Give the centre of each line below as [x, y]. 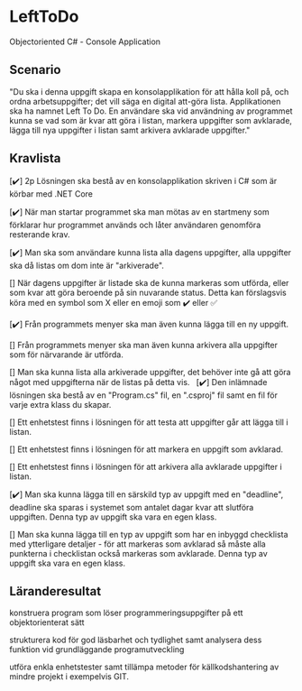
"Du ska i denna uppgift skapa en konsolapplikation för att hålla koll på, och [149, 91]
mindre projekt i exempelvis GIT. [69, 677]
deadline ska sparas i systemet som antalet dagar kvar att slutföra [132, 507]
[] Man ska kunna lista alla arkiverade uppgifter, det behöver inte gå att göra [150, 372]
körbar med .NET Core [51, 193]
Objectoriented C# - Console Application [85, 41]
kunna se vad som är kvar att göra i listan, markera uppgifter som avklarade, [151, 120]
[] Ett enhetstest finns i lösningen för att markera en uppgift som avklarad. [146, 449]
